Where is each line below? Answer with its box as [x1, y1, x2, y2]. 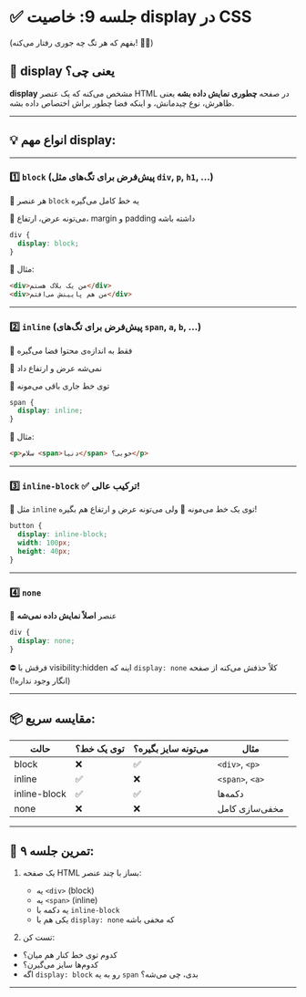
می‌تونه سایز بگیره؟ [133, 743, 209, 755]
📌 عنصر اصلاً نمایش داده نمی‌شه [9, 610, 117, 621]
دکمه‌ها [217, 787, 244, 800]
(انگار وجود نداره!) [9, 675, 71, 686]
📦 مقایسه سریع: [9, 711, 96, 727]
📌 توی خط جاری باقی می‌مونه [9, 380, 110, 391]
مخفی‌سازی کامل [217, 803, 284, 815]
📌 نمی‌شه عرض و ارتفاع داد [9, 362, 103, 373]
